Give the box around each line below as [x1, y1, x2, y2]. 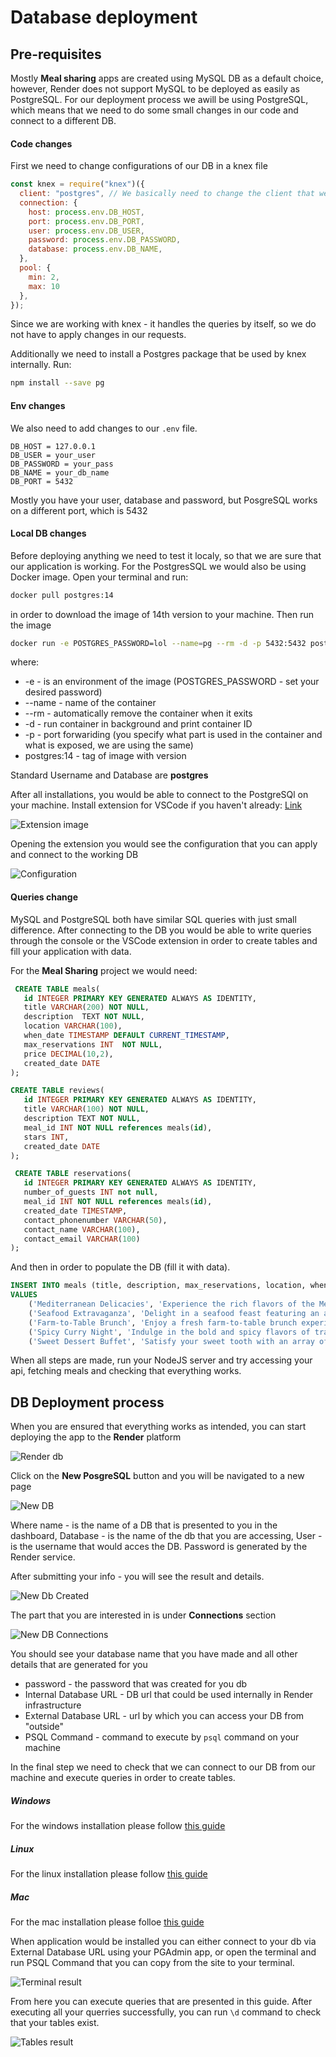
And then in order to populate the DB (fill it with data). [10, 1261, 231, 1273]
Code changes [10, 137, 73, 150]
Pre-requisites [10, 46, 102, 63]
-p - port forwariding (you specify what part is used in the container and [24, 729, 323, 741]
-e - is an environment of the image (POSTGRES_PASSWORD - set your [24, 676, 320, 688]
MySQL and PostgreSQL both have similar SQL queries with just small [10, 913, 297, 925]
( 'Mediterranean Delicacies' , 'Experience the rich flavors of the [28, 1299, 315, 1310]
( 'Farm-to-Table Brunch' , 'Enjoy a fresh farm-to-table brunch [28, 1317, 298, 1328]
